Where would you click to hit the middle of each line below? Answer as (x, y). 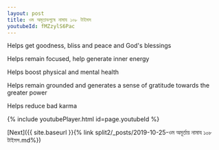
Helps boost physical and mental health (63, 72)
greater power (27, 92)
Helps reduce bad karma (42, 106)
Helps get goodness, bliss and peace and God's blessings (89, 46)
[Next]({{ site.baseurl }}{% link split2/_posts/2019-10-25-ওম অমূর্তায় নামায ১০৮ (109, 133)
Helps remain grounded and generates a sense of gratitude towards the (108, 86)
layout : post (26, 13)
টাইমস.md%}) (24, 140)
